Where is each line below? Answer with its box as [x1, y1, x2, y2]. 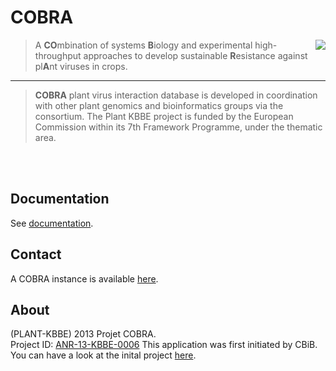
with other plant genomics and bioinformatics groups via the [34, 99, 284, 111]
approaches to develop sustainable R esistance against [83, 49, 308, 61]
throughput [34, 49, 82, 61]
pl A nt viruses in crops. [34, 60, 128, 72]
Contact [10, 246, 62, 263]
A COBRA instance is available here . [10, 272, 159, 285]
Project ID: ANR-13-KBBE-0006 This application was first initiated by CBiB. [10, 339, 318, 351]
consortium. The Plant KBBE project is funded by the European [34, 110, 294, 122]
